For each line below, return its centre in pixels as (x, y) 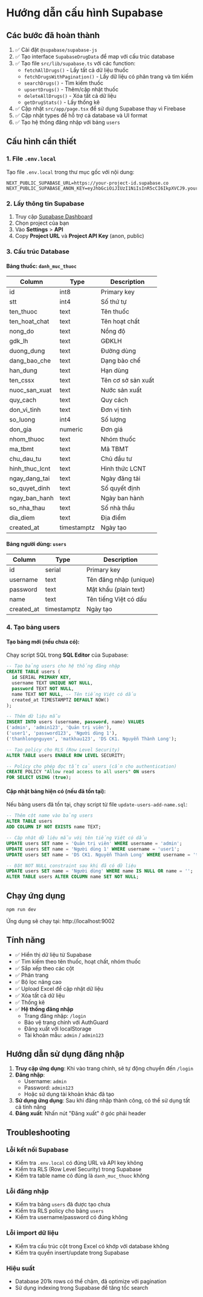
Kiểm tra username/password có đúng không (71, 1217)
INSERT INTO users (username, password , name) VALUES (76, 722)
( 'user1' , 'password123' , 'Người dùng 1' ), (62, 733)
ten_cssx (22, 381)
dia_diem (22, 518)
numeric (71, 430)
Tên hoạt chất (120, 321)
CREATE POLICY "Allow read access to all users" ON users (81, 772)
